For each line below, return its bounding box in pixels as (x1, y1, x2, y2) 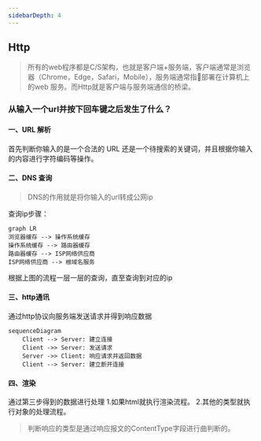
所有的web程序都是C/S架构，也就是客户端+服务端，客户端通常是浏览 (27, 62, 252, 72)
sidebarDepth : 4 (8, 11, 61, 20)
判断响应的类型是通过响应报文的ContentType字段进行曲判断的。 (27, 424, 235, 433)
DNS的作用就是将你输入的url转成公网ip (27, 192, 153, 202)
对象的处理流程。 (14, 407, 71, 417)
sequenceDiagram (8, 327, 61, 335)
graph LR (8, 224, 37, 232)
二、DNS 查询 (8, 173, 53, 183)
